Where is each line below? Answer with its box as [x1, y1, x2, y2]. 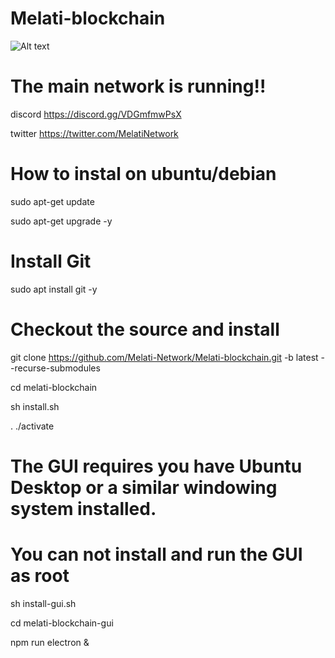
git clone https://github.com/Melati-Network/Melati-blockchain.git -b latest [10, 351, 319, 363]
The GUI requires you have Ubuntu [10, 455, 303, 477]
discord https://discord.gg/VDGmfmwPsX [10, 108, 182, 120]
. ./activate [10, 420, 55, 432]
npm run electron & [10, 636, 90, 648]
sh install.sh [10, 400, 60, 412]
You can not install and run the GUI [10, 543, 303, 566]
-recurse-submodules [10, 362, 101, 374]
